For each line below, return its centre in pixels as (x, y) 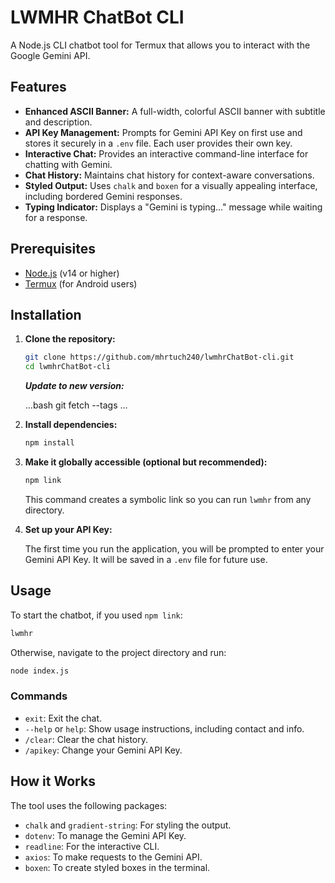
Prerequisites (53, 249)
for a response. (56, 217)
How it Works (53, 781)
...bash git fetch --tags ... (76, 405)
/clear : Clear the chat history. (86, 739)
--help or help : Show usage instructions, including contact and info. (164, 728)
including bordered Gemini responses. (103, 196)
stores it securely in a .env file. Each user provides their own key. (158, 143)
